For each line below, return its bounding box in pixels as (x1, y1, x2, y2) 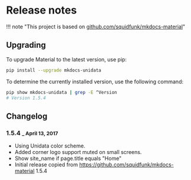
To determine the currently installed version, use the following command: (6, 78, 184, 85)
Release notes (6, 4, 77, 17)
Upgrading (6, 40, 46, 50)
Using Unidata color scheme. (14, 142, 85, 149)
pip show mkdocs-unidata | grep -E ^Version (6, 89, 117, 95)
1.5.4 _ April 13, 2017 (6, 129, 58, 137)
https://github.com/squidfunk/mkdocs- (79, 161, 174, 168)
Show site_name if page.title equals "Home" (14, 155, 122, 162)
